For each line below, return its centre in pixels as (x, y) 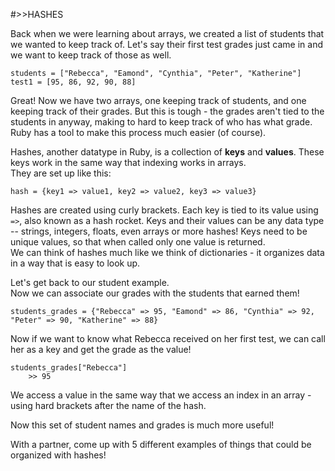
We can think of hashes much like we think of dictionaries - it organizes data (167, 252)
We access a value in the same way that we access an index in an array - (161, 395)
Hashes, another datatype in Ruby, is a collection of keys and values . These (167, 152)
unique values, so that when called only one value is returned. (138, 242)
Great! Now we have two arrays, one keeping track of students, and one (158, 100)
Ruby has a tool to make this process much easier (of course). (138, 132)
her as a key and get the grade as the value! (101, 349)
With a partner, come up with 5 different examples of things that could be (161, 444)
